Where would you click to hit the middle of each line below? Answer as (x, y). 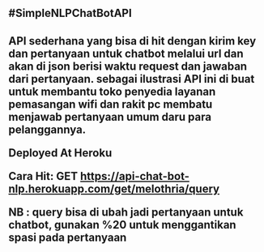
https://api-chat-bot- (135, 176)
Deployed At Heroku (60, 153)
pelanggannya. (47, 129)
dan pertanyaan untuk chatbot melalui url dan (126, 53)
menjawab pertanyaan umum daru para (110, 117)
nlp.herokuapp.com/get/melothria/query (114, 188)
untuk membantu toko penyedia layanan (112, 91)
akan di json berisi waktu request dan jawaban (128, 66)
